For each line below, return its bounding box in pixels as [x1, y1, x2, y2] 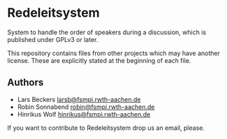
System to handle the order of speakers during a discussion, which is [7, 28, 207, 36]
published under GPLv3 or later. [7, 35, 98, 43]
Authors [7, 77, 44, 89]
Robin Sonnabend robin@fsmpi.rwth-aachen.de [17, 103, 155, 111]
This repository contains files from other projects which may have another [7, 49, 221, 57]
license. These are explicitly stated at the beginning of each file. [7, 56, 191, 64]
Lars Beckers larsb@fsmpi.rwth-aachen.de [17, 95, 141, 103]
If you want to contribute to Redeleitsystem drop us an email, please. [7, 124, 205, 132]
